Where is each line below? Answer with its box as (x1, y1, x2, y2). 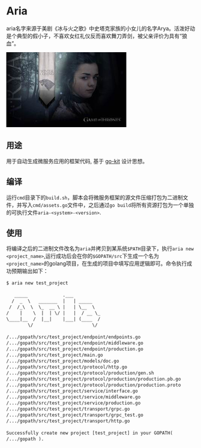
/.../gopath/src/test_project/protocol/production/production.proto (6, 382, 181, 388)
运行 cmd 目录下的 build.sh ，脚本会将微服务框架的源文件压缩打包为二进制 (6, 194, 183, 201)
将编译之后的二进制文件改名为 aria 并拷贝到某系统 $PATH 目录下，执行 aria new (6, 245, 194, 252)
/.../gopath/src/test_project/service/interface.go (6, 388, 138, 394)
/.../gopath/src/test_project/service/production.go (6, 400, 141, 406)
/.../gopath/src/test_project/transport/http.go (6, 418, 130, 424)
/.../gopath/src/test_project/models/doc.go (6, 358, 119, 364)
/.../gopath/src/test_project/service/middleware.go (6, 394, 141, 400)
